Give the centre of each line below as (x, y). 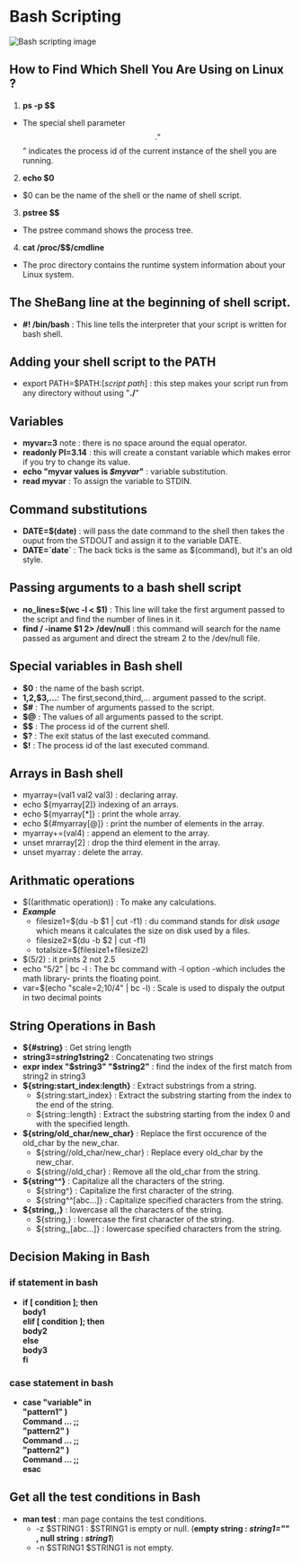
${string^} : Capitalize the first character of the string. (135, 1191)
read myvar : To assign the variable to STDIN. (107, 481)
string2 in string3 (54, 1076)
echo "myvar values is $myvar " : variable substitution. (125, 472)
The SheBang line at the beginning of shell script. (150, 303)
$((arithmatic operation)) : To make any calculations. (120, 902)
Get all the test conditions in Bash (105, 1497)
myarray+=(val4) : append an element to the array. (116, 834)
